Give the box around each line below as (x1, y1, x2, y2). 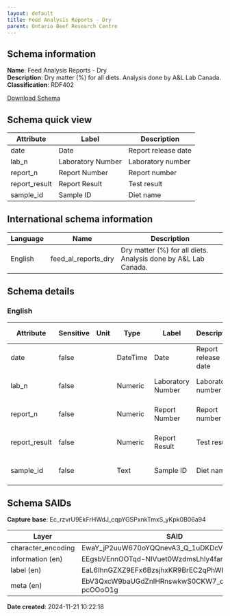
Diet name (128, 190, 162, 199)
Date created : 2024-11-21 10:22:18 (7, 603, 104, 611)
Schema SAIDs (7, 497, 72, 509)
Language (10, 233, 44, 243)
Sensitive (58, 328, 90, 337)
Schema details (7, 285, 75, 298)
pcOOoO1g (81, 585, 118, 595)
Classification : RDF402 (7, 81, 74, 89)
